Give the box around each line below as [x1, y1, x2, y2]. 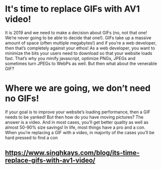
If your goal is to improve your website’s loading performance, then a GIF [5, 109, 151, 115]
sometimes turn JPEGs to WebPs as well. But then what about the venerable [5, 61, 158, 66]
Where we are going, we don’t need [5, 83, 151, 94]
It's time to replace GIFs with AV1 [5, 3, 140, 15]
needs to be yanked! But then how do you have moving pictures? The [5, 114, 144, 120]
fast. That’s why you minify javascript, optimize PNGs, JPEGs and [5, 55, 136, 61]
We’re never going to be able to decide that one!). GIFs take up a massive [5, 35, 152, 41]
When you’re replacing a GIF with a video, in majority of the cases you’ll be [5, 129, 155, 135]
